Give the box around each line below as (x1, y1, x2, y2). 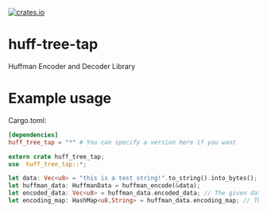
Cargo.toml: (8, 115, 47, 125)
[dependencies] (8, 131, 59, 139)
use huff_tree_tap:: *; (8, 160, 87, 168)
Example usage (8, 90, 112, 107)
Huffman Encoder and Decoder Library (8, 61, 136, 71)
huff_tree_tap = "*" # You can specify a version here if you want (8, 138, 237, 146)
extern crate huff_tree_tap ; (8, 152, 105, 160)
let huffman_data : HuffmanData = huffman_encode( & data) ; (8, 182, 201, 190)
